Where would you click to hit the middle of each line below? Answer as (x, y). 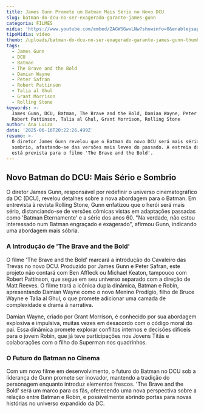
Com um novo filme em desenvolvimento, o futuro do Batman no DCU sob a (101, 371)
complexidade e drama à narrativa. (50, 304)
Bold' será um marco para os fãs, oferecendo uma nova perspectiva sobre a (102, 390)
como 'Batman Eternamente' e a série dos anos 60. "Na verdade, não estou (101, 218)
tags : (13, 46)
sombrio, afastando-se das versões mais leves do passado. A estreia (101, 147)
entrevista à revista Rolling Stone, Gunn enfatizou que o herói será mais (96, 205)
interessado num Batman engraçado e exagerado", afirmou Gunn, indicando (102, 224)
